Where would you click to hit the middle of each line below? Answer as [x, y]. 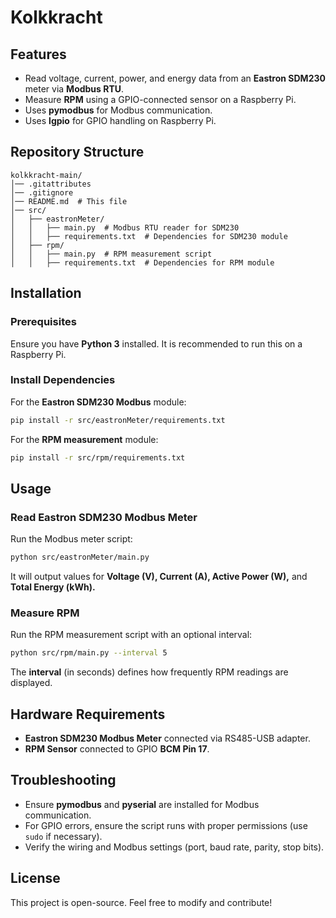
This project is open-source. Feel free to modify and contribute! [141, 902]
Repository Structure [77, 152]
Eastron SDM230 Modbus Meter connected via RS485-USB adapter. [167, 738]
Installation [46, 293]
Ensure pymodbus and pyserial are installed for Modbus [142, 804]
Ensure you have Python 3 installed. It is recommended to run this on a [156, 343]
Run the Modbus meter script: [71, 539]
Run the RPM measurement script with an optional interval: [131, 635]
